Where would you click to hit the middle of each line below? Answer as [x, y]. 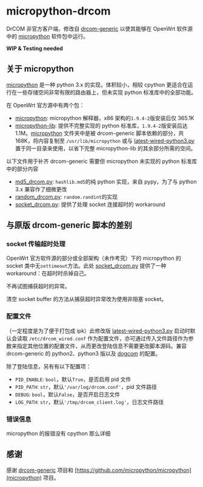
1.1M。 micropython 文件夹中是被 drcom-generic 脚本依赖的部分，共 [99, 133]
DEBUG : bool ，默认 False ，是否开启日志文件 [68, 394]
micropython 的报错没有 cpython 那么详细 [58, 434]
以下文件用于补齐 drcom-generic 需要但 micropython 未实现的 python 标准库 [102, 161]
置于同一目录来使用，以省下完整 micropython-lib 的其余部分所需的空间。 [105, 148]
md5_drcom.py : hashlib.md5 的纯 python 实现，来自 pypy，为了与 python [106, 181]
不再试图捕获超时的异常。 [38, 287]
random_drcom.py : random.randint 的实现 [66, 197]
